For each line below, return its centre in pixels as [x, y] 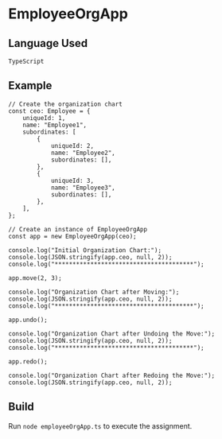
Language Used [48, 43]
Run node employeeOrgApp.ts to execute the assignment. [100, 425]
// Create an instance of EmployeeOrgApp [78, 229]
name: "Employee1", [55, 125]
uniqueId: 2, [72, 146]
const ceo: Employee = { [49, 111]
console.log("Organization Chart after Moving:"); [94, 292]
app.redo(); [28, 361]
